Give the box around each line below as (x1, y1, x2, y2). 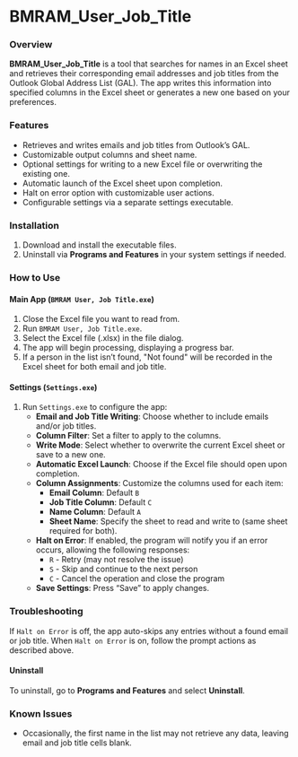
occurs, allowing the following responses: (35, 544, 190, 555)
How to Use (9, 272, 61, 283)
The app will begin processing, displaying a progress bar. (22, 343, 235, 353)
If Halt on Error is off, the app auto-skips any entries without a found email (9, 625, 289, 636)
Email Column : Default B (48, 487, 140, 499)
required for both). (48, 526, 118, 536)
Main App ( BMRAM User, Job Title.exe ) (9, 293, 154, 304)
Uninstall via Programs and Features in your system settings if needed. (22, 249, 287, 260)
